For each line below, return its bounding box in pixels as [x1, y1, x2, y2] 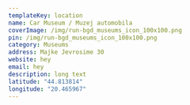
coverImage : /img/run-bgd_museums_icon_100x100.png [8, 26, 182, 34]
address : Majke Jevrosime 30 [8, 48, 104, 56]
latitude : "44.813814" [8, 77, 83, 85]
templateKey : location [8, 11, 83, 20]
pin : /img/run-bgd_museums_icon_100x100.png [8, 33, 158, 42]
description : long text [8, 70, 87, 78]
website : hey [8, 56, 51, 64]
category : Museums [8, 41, 69, 49]
